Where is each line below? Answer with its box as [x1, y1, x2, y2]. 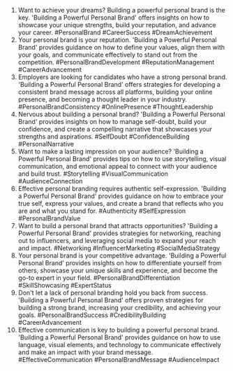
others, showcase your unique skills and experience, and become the [17, 266, 218, 274]
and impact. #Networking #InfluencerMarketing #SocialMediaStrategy [17, 244, 220, 252]
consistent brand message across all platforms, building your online [17, 87, 213, 96]
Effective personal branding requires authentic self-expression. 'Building [17, 185, 227, 192]
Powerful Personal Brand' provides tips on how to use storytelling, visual [17, 155, 227, 163]
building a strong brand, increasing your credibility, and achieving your [17, 304, 222, 311]
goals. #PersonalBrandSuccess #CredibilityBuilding [17, 311, 167, 319]
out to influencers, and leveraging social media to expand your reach [17, 237, 216, 244]
